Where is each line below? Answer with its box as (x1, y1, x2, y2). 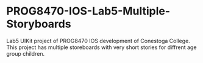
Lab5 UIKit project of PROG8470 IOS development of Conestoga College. (6, 37, 190, 44)
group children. (6, 50, 45, 57)
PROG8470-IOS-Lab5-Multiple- (6, 4, 171, 18)
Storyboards (6, 17, 71, 31)
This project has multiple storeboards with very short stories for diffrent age (6, 44, 197, 51)
